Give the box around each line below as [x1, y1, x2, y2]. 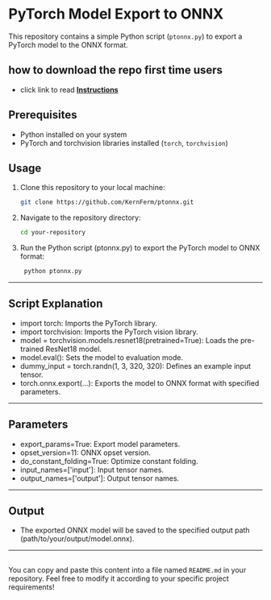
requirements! [8, 581, 55, 592]
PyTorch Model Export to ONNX [8, 5, 224, 23]
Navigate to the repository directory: [19, 213, 141, 222]
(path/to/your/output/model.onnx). [19, 534, 135, 544]
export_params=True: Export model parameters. [19, 439, 181, 449]
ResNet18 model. [45, 344, 102, 354]
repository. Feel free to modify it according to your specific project [8, 573, 230, 583]
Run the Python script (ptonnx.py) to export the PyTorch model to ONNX [19, 243, 261, 253]
